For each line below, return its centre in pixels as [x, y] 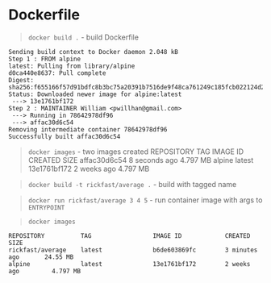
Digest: [21, 80]
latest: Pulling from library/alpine [72, 66]
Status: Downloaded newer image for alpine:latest [95, 94]
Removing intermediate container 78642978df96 [88, 129]
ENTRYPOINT [46, 207]
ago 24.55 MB [41, 257]
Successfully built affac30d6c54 [65, 136]
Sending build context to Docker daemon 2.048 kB [94, 52]
